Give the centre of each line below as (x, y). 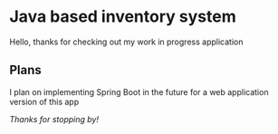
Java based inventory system (123, 17)
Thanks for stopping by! (54, 119)
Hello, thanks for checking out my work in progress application (126, 42)
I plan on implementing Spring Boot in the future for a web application (139, 91)
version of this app (44, 101)
